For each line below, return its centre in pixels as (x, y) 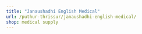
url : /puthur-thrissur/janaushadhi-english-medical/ (71, 17)
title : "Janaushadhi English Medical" (53, 11)
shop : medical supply (32, 22)
